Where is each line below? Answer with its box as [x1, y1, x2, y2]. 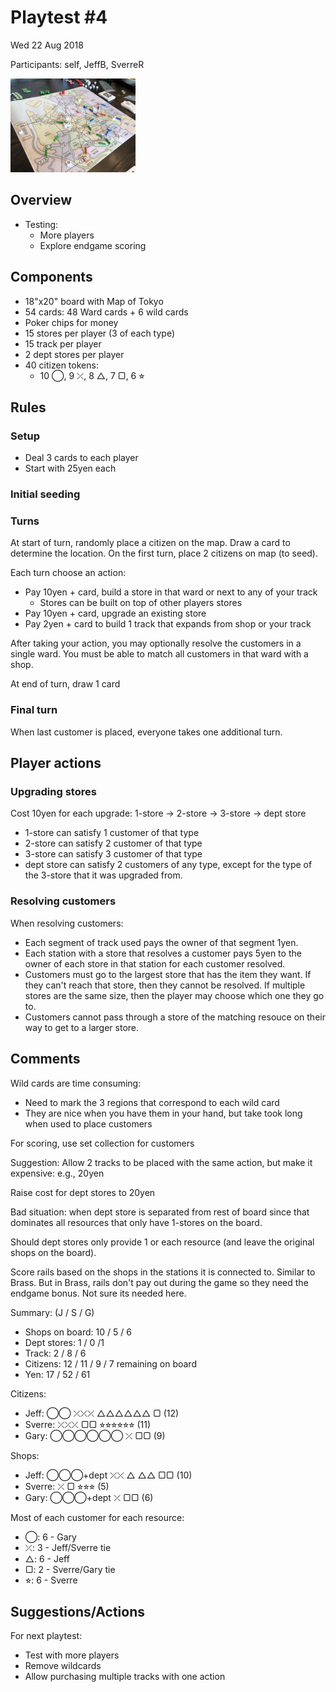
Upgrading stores [10, 785, 97, 799]
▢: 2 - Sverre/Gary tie [24, 1563, 116, 1575]
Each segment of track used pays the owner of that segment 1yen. [24, 936, 299, 948]
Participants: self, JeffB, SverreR [10, 58, 145, 70]
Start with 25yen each [24, 462, 117, 475]
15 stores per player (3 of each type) [24, 327, 175, 339]
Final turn [10, 703, 58, 717]
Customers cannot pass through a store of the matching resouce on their [24, 1011, 326, 1023]
